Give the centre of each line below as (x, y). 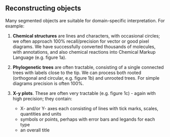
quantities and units (41, 114)
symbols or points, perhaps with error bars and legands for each (88, 119)
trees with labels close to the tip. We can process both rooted (77, 73)
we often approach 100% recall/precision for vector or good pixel (81, 41)
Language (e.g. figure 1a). (40, 57)
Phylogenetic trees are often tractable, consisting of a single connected (88, 67)
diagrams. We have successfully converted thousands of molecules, (84, 46)
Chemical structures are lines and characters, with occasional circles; (86, 36)
